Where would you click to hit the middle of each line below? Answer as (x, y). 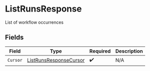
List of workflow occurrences (34, 22)
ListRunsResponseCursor (56, 60)
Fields (15, 37)
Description (129, 51)
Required (100, 51)
